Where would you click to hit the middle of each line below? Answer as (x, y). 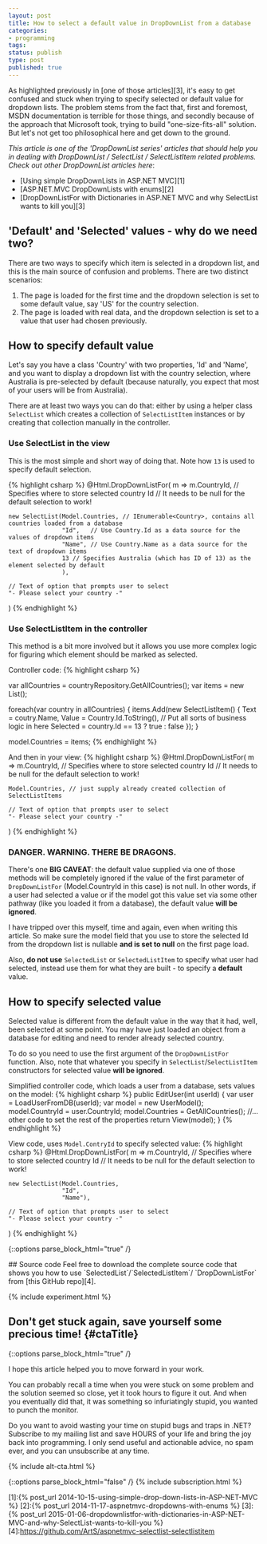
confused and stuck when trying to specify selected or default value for (126, 99)
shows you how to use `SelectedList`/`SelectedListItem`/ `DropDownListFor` (133, 1273)
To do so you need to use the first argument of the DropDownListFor (119, 1053)
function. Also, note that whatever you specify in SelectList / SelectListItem (133, 1062)
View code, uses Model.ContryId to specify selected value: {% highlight (126, 1144)
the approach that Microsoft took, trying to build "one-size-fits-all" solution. (132, 124)
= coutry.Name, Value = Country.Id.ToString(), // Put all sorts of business (128, 717)
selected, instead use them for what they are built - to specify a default (126, 968)
